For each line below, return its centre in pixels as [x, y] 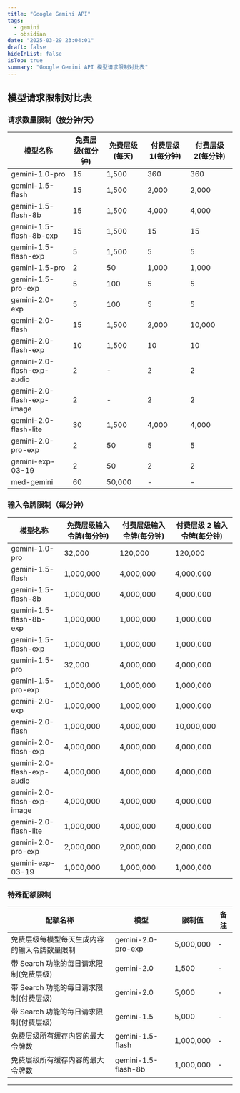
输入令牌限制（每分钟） [47, 505]
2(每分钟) [210, 156]
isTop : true [25, 61]
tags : [15, 21]
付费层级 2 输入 [202, 525]
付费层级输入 [144, 525]
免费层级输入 [88, 525]
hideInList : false [35, 54]
